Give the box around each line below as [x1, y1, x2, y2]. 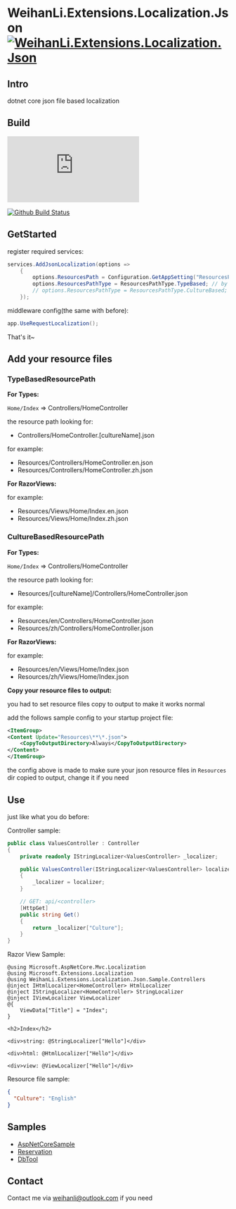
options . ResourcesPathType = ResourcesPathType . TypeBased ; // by [32, 281, 228, 288]
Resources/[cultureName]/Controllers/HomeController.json [17, 589, 188, 597]
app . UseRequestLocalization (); [7, 319, 99, 327]
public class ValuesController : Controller [7, 840, 140, 847]
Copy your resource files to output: [7, 686, 112, 694]
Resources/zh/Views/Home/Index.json [17, 672, 129, 681]
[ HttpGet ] [20, 904, 49, 912]
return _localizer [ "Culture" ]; [32, 924, 124, 931]
